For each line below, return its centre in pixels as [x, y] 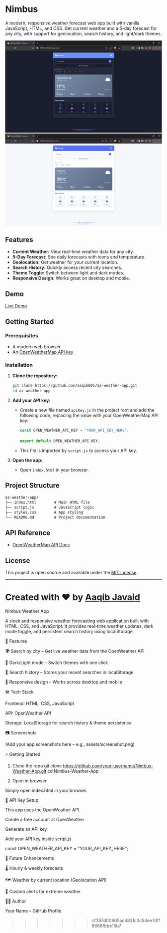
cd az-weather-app [31, 391]
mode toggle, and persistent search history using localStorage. [70, 631]
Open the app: [27, 460]
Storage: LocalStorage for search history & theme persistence [68, 722]
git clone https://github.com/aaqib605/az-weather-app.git [75, 386]
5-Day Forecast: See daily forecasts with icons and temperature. [79, 257]
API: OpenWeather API [28, 713]
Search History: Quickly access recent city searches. [67, 267]
